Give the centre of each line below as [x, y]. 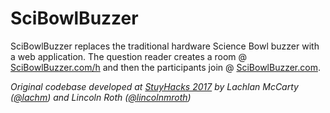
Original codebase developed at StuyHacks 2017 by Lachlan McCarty [154, 86]
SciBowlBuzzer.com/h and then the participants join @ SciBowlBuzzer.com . [165, 67]
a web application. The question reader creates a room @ [129, 56]
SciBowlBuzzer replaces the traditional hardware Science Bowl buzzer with [165, 46]
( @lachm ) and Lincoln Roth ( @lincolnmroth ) [101, 97]
